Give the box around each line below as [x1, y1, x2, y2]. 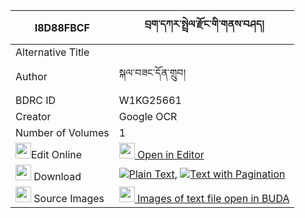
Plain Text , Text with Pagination [128, 167, 286, 181]
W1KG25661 [118, 94, 182, 107]
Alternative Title [15, 45, 90, 59]
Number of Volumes [15, 126, 110, 139]
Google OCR [118, 110, 178, 123]
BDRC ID [15, 94, 57, 107]
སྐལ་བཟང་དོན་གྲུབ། [118, 66, 186, 79]
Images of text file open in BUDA [137, 192, 290, 205]
